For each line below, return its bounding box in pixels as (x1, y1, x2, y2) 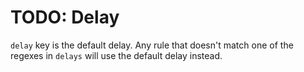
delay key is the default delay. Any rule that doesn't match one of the (10, 39, 294, 51)
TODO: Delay (10, 6, 120, 29)
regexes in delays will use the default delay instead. (10, 49, 223, 61)
